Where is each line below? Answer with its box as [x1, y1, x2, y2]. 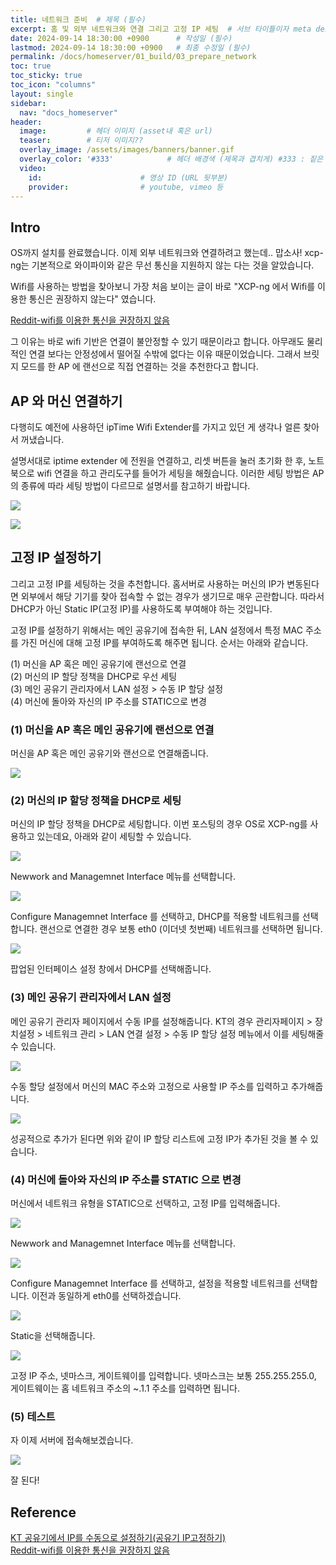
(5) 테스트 [10, 1409, 56, 1423]
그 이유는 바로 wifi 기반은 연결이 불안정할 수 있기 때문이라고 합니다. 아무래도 [10, 336, 305, 348]
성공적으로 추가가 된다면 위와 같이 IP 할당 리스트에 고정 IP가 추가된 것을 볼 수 [10, 1132, 308, 1145]
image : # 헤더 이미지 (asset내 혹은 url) [19, 126, 213, 136]
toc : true [10, 61, 52, 71]
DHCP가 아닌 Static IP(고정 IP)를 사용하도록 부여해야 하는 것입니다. [10, 602, 273, 615]
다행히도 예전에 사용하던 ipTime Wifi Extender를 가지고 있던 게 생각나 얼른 [10, 421, 302, 433]
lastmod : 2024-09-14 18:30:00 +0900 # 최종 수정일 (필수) [10, 42, 252, 53]
